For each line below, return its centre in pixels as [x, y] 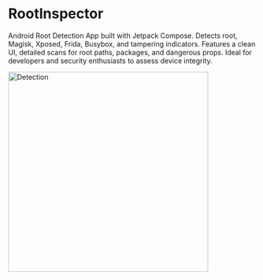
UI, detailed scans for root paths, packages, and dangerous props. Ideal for [130, 52]
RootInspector [56, 14]
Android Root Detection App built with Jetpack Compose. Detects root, [123, 35]
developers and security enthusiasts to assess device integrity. [110, 61]
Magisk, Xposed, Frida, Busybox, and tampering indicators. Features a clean [132, 43]
